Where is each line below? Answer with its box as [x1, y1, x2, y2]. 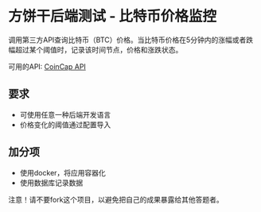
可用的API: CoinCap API [8, 61, 86, 71]
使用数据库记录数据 [19, 178, 84, 187]
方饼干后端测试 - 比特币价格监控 [8, 7, 217, 25]
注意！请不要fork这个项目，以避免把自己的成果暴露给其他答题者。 [8, 195, 224, 204]
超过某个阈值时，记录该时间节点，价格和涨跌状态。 [14, 44, 183, 54]
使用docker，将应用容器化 [19, 168, 106, 177]
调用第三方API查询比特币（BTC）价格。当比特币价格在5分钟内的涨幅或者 [8, 35, 247, 44]
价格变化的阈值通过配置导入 [19, 120, 111, 129]
